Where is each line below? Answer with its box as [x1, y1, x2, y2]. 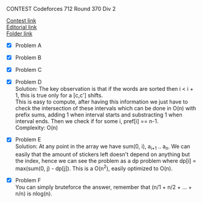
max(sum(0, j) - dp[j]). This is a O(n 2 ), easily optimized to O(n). [15, 164, 173, 172]
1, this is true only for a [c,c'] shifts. [15, 91, 103, 99]
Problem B [15, 54, 41, 62]
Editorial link [6, 24, 37, 30]
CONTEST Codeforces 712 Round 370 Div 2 [6, 5, 116, 12]
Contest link [6, 17, 37, 24]
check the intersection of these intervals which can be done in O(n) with [15, 105, 197, 112]
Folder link [6, 30, 33, 37]
